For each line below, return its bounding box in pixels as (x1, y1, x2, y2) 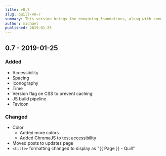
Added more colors (19, 130, 59, 136)
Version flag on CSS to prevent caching (12, 91, 93, 96)
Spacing (12, 75, 30, 81)
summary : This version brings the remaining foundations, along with (5, 16, 152, 21)
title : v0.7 (5, 7, 30, 12)
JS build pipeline (12, 95, 46, 101)
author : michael (5, 21, 39, 26)
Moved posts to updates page (12, 140, 74, 146)
